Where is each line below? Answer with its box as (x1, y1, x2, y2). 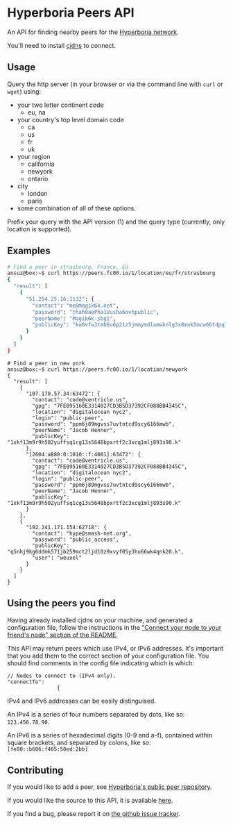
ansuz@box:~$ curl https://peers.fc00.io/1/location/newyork (7, 366, 188, 373)
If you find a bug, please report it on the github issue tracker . (7, 810, 180, 818)
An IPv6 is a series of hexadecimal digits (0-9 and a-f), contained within (7, 731, 213, 739)
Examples (7, 245, 51, 257)
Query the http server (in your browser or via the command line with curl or (7, 80, 223, 88)
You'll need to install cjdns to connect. (7, 41, 116, 49)
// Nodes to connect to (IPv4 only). (7, 672, 116, 679)
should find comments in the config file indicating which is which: (7, 658, 194, 667)
